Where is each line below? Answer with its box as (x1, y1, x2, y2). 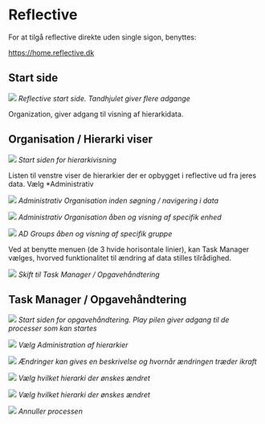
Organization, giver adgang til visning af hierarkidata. (8, 109, 184, 118)
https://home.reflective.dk (8, 47, 95, 57)
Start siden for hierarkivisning (18, 154, 117, 164)
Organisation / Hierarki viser (8, 133, 153, 146)
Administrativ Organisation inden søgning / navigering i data (18, 196, 219, 205)
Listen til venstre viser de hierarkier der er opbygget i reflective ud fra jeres (8, 171, 257, 180)
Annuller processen (18, 406, 83, 416)
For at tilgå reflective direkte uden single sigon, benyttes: (8, 32, 197, 42)
